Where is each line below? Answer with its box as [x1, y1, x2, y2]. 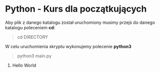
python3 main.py [17, 53, 52, 59]
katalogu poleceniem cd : [5, 24, 56, 30]
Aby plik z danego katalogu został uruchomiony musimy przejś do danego [5, 19, 155, 25]
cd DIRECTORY [17, 34, 48, 40]
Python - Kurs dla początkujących [5, 3, 147, 15]
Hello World [12, 62, 36, 68]
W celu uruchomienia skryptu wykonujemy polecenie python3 [5, 43, 132, 49]
